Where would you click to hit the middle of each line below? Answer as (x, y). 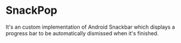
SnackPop (31, 10)
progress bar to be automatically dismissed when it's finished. (82, 33)
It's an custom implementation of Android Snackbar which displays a (90, 27)
